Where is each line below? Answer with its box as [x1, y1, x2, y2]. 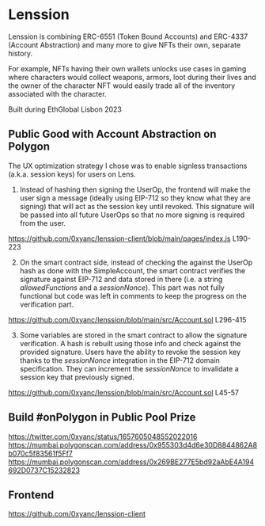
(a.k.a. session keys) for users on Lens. [8, 169, 136, 179]
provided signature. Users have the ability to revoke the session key [19, 347, 241, 356]
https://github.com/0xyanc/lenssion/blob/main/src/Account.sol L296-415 [8, 314, 247, 324]
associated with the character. [8, 89, 107, 98]
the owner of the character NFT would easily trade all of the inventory [8, 81, 236, 90]
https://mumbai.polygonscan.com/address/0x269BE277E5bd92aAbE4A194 [8, 457, 255, 467]
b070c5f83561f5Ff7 [8, 448, 73, 458]
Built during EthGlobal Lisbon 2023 [8, 105, 123, 114]
